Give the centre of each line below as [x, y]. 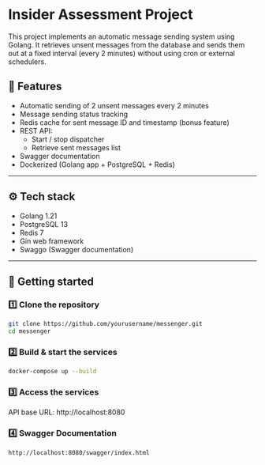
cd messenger [30, 331]
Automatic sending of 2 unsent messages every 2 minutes [114, 105]
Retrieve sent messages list [76, 147]
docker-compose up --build [52, 372]
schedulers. [27, 62]
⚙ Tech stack [42, 197]
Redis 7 [32, 232]
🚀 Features [35, 87]
